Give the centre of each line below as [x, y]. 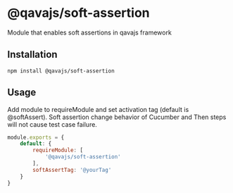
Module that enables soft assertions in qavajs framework [90, 32]
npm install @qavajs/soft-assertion [61, 71]
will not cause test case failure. [52, 124]
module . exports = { [36, 137]
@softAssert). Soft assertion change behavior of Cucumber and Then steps [117, 117]
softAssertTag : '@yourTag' [72, 170]
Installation [32, 55]
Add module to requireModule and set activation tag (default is [98, 109]
